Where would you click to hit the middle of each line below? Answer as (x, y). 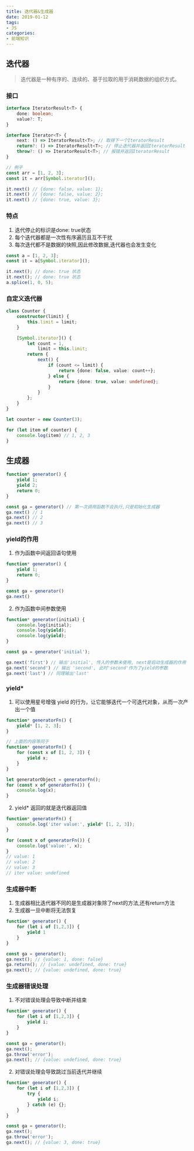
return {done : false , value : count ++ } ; (107, 370)
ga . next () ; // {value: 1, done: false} (55, 959)
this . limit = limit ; (52, 322)
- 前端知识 (18, 39)
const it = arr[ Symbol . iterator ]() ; (51, 178)
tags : (13, 22)
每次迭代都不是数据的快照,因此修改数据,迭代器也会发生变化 (85, 244)
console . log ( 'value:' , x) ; (50, 846)
